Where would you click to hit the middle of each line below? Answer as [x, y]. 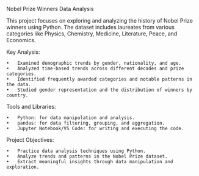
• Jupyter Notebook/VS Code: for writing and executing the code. [95, 128]
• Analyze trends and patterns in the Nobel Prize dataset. [87, 156]
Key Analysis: [23, 52]
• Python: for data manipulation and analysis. [71, 118]
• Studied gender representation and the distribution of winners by [99, 90]
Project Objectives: [30, 140]
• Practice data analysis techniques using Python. [76, 151]
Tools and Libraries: [31, 107]
